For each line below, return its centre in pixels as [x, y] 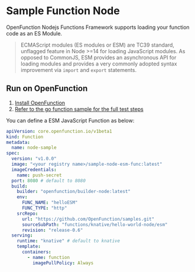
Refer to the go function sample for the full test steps [79, 109]
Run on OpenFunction [47, 89]
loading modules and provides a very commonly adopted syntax [99, 64]
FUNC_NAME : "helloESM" [50, 203]
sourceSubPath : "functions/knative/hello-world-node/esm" [95, 225]
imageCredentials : [34, 169]
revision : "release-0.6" [52, 230]
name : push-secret [39, 175]
